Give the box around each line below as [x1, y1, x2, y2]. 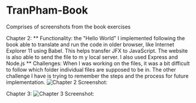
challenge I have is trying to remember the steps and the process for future [6, 72, 189, 79]
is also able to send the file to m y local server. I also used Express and [6, 53, 178, 60]
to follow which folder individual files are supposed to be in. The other [6, 66, 176, 73]
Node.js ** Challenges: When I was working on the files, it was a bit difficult [6, 60, 190, 67]
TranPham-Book [6, 4, 89, 17]
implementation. [6, 78, 45, 86]
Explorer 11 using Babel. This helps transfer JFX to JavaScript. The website [6, 47, 188, 54]
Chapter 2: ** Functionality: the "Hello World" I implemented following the [6, 34, 185, 41]
